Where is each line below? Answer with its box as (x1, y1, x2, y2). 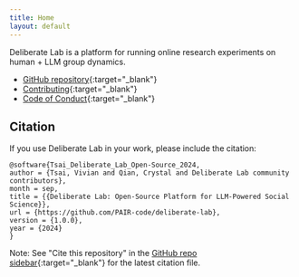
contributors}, (9, 177, 67, 186)
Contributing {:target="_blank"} (22, 83, 138, 94)
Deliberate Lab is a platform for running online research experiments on (9, 46, 276, 57)
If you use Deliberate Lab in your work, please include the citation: (9, 143, 256, 154)
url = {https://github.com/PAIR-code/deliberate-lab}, (9, 208, 221, 217)
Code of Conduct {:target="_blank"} (22, 92, 156, 104)
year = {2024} (9, 224, 63, 234)
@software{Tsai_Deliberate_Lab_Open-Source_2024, (9, 160, 201, 170)
